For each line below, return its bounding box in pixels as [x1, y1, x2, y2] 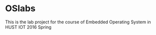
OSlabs [5, 3, 36, 14]
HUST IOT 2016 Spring [5, 24, 52, 30]
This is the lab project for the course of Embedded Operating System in [5, 19, 152, 25]
